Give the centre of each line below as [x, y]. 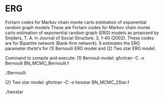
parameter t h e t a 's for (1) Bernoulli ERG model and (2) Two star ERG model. [81, 48]
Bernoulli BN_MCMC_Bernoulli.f [37, 63]
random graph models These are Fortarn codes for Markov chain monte [78, 27]
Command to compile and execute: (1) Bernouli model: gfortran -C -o [75, 58]
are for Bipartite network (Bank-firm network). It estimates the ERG [72, 43]
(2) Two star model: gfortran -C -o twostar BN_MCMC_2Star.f [67, 82]
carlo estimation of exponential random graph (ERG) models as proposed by [82, 33]
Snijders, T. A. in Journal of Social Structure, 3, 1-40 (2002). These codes [80, 38]
